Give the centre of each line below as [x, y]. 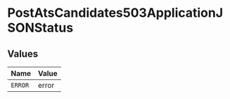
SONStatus [40, 28]
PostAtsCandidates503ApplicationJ [115, 13]
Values [23, 54]
